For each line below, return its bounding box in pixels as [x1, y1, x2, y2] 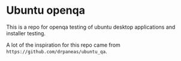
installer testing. [6, 29, 46, 36]
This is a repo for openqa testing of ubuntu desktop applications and [6, 23, 176, 30]
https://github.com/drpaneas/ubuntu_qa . [6, 47, 107, 54]
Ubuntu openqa [6, 4, 86, 17]
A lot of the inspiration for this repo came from [6, 41, 121, 48]
